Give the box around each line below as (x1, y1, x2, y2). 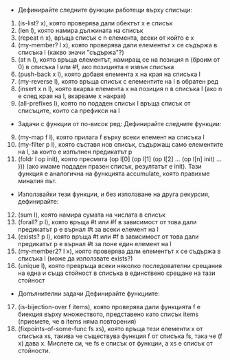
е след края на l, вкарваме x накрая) (17, 92, 126, 100)
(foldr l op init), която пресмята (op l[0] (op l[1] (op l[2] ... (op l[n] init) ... (17, 155, 222, 163)
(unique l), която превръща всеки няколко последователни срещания (17, 262, 222, 269)
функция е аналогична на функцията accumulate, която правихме (17, 169, 210, 178)
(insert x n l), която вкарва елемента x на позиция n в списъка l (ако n (17, 85, 222, 93)
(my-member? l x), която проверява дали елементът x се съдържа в (17, 41, 218, 49)
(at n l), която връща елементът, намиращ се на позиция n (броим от (17, 56, 220, 64)
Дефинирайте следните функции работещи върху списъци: (17, 6, 193, 14)
